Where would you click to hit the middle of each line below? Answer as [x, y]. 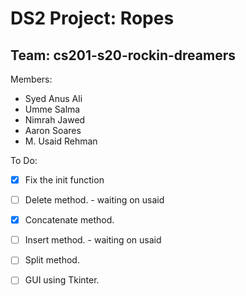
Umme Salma [52, 109]
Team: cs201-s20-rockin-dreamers [123, 55]
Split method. [52, 260]
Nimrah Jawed [55, 120]
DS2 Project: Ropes [92, 18]
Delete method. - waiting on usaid [94, 200]
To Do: [24, 160]
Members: [31, 79]
